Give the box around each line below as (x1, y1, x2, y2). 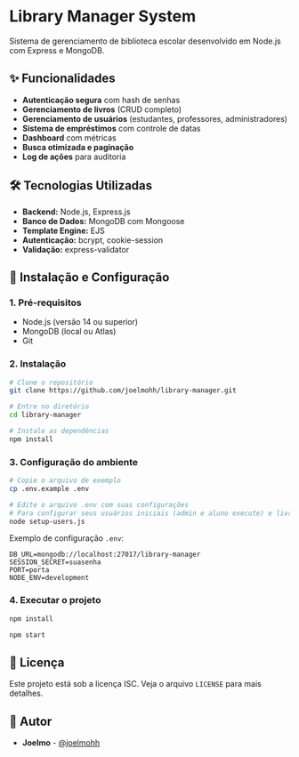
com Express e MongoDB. (9, 44, 105, 55)
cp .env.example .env (9, 484, 90, 493)
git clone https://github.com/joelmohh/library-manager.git (9, 386, 238, 395)
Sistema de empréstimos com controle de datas (21, 123, 201, 133)
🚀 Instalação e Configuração (9, 270, 170, 285)
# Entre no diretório (9, 402, 90, 411)
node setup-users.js (9, 517, 86, 526)
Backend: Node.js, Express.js (21, 206, 131, 217)
